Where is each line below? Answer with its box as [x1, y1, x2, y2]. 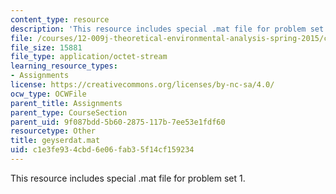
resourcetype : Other [10, 126, 97, 136]
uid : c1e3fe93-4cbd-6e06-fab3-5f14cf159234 [10, 145, 195, 155]
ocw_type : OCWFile [10, 89, 87, 99]
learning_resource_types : [10, 61, 118, 71]
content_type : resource [10, 14, 110, 25]
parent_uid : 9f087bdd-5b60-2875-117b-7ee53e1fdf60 [10, 117, 226, 127]
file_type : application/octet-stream [10, 52, 168, 62]
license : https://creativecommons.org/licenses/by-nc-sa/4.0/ [10, 80, 275, 90]
